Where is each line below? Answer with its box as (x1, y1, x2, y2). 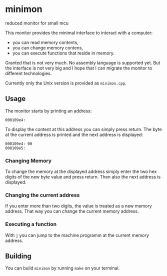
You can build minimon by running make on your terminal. (5, 265, 120, 271)
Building (5, 252, 31, 260)
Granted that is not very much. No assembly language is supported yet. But (5, 59, 160, 65)
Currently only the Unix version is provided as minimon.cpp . (5, 80, 126, 86)
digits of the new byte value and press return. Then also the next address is (5, 174, 161, 180)
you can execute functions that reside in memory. (12, 50, 115, 56)
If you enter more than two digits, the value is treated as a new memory (5, 203, 152, 209)
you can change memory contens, (12, 44, 83, 50)
